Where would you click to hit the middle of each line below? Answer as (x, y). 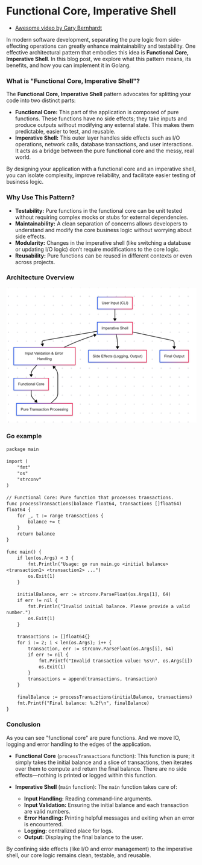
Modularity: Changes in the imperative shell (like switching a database (103, 242)
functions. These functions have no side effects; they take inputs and (101, 118)
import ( (17, 462)
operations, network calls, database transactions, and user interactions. (104, 144)
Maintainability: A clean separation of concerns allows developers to (101, 223)
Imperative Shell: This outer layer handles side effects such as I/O (97, 138)
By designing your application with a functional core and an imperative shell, (101, 169)
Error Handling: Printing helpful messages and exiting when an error (109, 818)
